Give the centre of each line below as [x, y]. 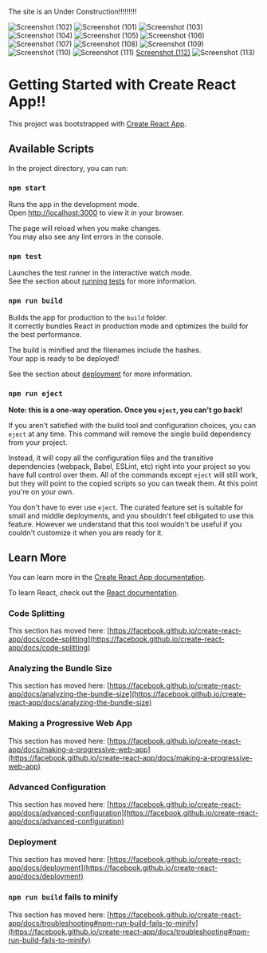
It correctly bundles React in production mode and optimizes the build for [128, 326]
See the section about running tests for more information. [102, 281]
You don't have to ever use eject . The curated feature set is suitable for [126, 507]
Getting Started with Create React [122, 85]
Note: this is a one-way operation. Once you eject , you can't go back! [126, 410]
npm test [25, 256]
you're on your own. [41, 491]
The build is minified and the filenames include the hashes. [105, 350]
